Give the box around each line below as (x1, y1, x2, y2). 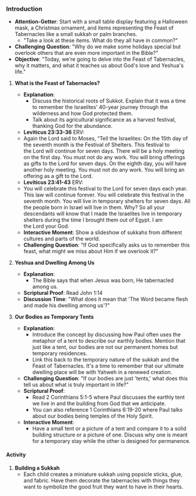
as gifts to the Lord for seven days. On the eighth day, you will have (23, 160, 187, 167)
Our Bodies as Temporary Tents (14, 313, 94, 320)
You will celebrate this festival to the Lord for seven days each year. (23, 185, 188, 192)
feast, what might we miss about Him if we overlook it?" (23, 248, 159, 255)
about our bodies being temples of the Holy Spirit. (32, 412, 154, 420)
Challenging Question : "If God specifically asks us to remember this (23, 241, 190, 249)
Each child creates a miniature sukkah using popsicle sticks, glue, (23, 471, 183, 478)
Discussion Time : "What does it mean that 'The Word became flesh (23, 295, 188, 303)
